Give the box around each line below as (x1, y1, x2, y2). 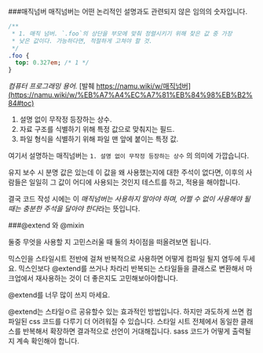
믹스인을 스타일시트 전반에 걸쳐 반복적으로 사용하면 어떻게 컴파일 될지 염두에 (8, 254, 241, 264)
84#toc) (8, 99, 35, 108)
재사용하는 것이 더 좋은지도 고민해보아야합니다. (35, 274, 178, 283)
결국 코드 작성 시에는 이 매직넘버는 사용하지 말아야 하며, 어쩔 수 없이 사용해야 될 (8, 195, 251, 204)
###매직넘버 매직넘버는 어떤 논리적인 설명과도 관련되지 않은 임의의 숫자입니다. (8, 7, 248, 16)
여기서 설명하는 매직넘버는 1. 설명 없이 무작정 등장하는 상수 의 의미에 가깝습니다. (8, 151, 250, 161)
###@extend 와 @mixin (8, 220, 85, 230)
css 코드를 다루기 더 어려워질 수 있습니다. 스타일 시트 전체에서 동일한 (28, 317, 239, 326)
